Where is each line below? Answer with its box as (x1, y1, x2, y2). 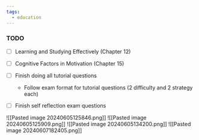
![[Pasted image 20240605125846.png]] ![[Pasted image (6, 114, 147, 121)
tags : (6, 8, 20, 15)
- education (11, 14, 42, 20)
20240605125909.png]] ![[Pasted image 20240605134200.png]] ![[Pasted (6, 121, 191, 128)
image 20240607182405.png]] (6, 127, 82, 134)
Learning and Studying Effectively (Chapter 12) (14, 47, 131, 55)
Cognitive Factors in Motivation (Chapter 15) (14, 59, 124, 67)
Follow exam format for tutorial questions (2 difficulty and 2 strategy (23, 84, 193, 91)
